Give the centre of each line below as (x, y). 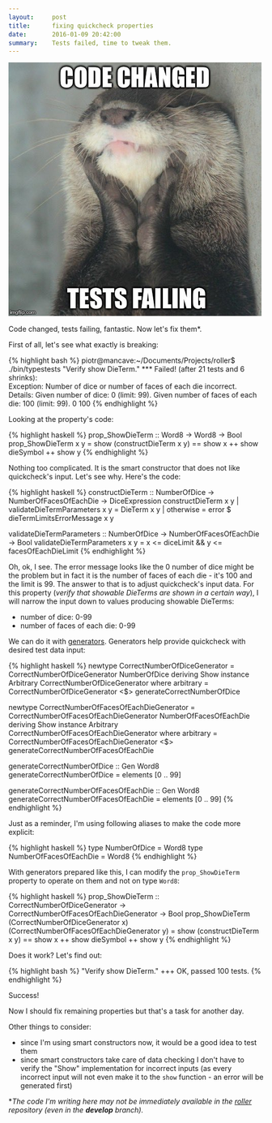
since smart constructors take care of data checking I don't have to (132, 1060)
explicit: (21, 833)
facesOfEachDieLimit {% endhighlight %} (77, 551)
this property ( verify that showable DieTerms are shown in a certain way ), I (134, 593)
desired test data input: (47, 650)
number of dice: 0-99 (56, 617)
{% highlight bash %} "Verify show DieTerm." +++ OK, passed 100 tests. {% (135, 971)
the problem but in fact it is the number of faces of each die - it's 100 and (130, 575)
